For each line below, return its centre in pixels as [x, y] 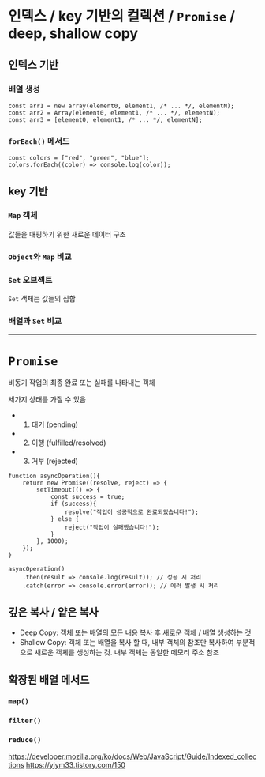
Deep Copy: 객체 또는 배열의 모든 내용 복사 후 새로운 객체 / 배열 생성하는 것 [135, 632]
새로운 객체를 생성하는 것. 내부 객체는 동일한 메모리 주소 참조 [127, 652]
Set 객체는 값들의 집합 [42, 299]
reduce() [25, 740]
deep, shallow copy [73, 34]
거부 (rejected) [55, 461]
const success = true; [88, 497]
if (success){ [73, 504]
